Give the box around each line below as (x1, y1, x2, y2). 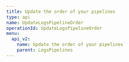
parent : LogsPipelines (17, 47, 73, 53)
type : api (6, 14, 31, 20)
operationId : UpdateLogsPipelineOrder (6, 25, 102, 31)
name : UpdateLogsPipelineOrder (6, 19, 84, 25)
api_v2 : (11, 36, 31, 42)
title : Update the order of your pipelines (6, 8, 116, 15)
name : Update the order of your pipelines (17, 42, 124, 48)
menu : (6, 31, 20, 37)
